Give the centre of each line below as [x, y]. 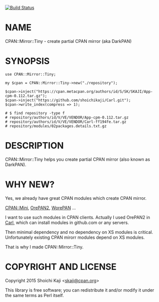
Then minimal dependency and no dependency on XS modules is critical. [79, 232]
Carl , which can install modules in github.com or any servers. [67, 223]
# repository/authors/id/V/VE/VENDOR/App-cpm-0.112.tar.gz [67, 117]
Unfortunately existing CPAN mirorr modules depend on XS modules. [75, 237]
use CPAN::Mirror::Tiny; [31, 74]
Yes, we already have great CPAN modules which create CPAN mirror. [76, 198]
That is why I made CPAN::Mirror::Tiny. [44, 247]
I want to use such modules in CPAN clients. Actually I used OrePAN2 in [78, 217]
